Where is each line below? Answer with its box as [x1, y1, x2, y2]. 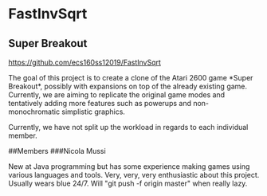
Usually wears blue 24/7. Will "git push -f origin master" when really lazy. [8, 178, 248, 188]
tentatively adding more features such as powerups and [8, 99, 191, 108]
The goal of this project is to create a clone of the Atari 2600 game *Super [8, 73, 253, 82]
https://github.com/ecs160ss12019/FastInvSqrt [8, 57, 162, 67]
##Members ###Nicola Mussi [8, 147, 106, 155]
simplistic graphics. [61, 107, 126, 116]
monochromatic [8, 107, 61, 116]
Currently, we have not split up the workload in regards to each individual [8, 123, 249, 131]
